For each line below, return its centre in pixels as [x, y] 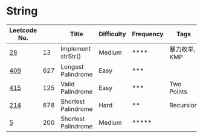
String [22, 11]
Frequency [148, 34]
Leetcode [23, 30]
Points [178, 92]
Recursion [183, 105]
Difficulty [112, 34]
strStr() [71, 56]
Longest [72, 66]
